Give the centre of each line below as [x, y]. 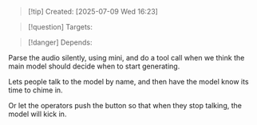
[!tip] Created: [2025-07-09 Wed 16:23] [93, 12]
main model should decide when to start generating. [94, 66]
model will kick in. [38, 114]
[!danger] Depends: [60, 42]
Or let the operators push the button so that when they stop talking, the [125, 105]
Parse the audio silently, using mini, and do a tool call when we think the [127, 58]
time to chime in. [36, 90]
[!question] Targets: [60, 27]
